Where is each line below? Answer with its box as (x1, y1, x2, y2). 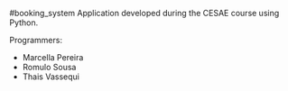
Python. (9, 17, 39, 28)
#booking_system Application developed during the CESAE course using (9, 8, 280, 18)
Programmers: (9, 35, 63, 45)
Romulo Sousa (22, 62, 77, 72)
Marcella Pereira (22, 52, 84, 62)
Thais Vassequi (22, 71, 79, 82)
